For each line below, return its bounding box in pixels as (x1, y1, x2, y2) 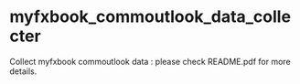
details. (9, 66, 37, 77)
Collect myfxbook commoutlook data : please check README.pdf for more (9, 56, 291, 67)
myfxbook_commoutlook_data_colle (9, 6, 291, 27)
